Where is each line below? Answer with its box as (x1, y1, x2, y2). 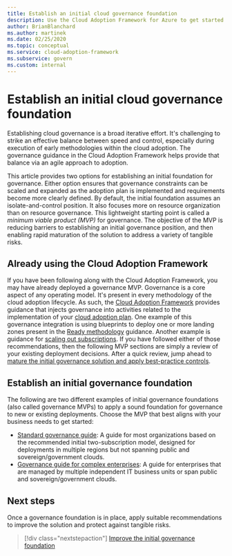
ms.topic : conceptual (7, 42, 70, 49)
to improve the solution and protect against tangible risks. (7, 521, 171, 529)
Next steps (7, 495, 55, 507)
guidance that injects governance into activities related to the (7, 306, 182, 314)
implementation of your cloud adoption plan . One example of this (7, 313, 192, 322)
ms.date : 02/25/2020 (7, 36, 67, 43)
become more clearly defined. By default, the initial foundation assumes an (7, 194, 221, 202)
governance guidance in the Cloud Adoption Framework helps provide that (7, 151, 220, 159)
